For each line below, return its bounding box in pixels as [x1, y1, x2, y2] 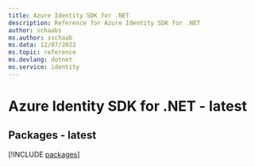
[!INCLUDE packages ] [8, 150, 80, 159]
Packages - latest [8, 128, 97, 142]
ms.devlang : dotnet [8, 56, 73, 64]
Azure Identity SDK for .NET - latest [8, 97, 248, 115]
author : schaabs [8, 26, 62, 34]
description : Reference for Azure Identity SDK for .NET [8, 19, 201, 27]
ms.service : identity [8, 63, 80, 71]
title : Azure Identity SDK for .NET [8, 11, 129, 20]
